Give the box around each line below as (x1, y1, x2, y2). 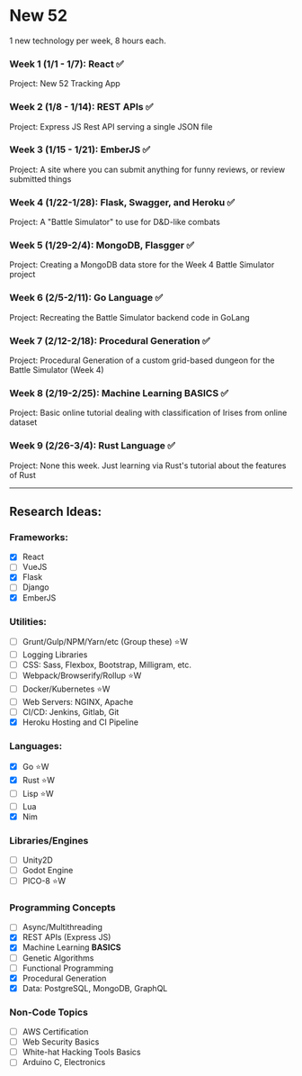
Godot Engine (22, 865, 74, 875)
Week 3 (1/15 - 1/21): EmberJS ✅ (9, 143, 151, 156)
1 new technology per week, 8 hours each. (9, 35, 166, 46)
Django (22, 582, 49, 592)
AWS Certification (22, 1026, 89, 1037)
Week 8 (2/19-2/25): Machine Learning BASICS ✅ (9, 386, 229, 399)
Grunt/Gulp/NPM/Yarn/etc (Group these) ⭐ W (22, 636, 189, 647)
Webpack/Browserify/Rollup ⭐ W (22, 670, 142, 681)
